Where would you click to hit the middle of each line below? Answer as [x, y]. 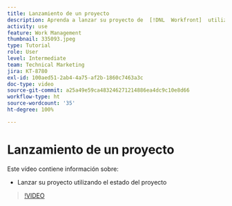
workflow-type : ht [33, 97]
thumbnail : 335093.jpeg [41, 39]
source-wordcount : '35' [41, 103]
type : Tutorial [29, 45]
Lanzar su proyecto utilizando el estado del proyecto [92, 182]
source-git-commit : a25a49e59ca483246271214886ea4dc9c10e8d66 [98, 90]
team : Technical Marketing [46, 65]
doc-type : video [30, 84]
